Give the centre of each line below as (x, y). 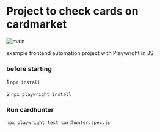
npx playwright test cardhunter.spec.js (59, 123)
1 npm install (24, 82)
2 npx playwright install (39, 94)
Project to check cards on (72, 11)
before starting (29, 68)
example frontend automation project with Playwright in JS (80, 53)
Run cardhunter (30, 110)
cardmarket (37, 24)
